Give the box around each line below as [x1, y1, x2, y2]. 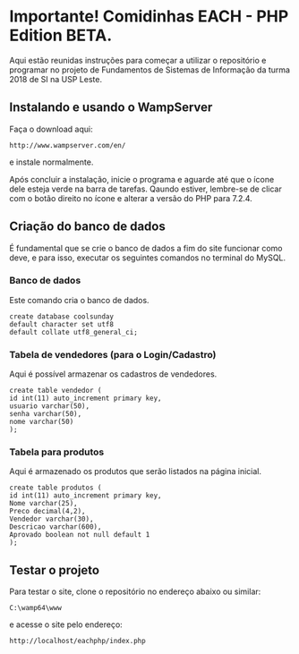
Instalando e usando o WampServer [9, 100, 213, 115]
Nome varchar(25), [9, 499, 78, 508]
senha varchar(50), [9, 410, 82, 419]
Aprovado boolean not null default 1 [9, 531, 150, 539]
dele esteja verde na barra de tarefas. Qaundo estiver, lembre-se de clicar [9, 183, 282, 194]
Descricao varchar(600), [9, 522, 102, 531]
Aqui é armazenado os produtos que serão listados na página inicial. [9, 466, 262, 477]
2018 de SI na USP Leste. [9, 73, 103, 84]
